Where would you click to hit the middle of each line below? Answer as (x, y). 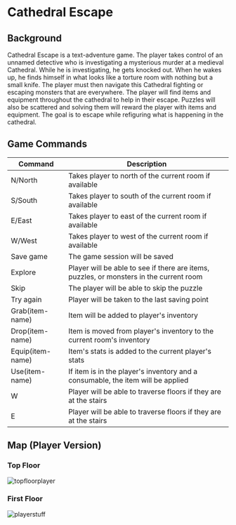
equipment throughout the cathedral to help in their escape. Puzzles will (111, 100)
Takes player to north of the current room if (139, 175)
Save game (29, 256)
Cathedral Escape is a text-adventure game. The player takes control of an (115, 55)
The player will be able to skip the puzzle (135, 288)
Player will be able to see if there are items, (139, 267)
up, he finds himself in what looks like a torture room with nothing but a (110, 77)
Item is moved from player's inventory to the (141, 331)
